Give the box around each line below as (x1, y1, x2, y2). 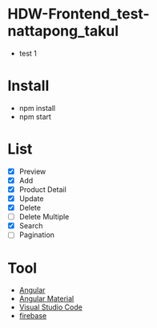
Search (18, 221, 43, 231)
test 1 (18, 48, 38, 58)
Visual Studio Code (18, 302, 83, 312)
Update (18, 194, 44, 203)
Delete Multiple (18, 212, 70, 222)
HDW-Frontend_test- (7, 5, 150, 23)
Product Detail (18, 184, 67, 194)
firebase (18, 311, 47, 321)
